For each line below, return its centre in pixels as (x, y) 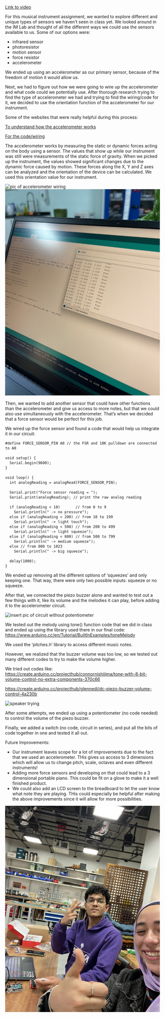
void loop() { (20, 478)
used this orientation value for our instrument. (51, 177)
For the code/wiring (25, 136)
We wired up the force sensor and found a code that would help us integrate (82, 428)
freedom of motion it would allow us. (42, 77)
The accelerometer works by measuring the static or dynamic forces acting (81, 146)
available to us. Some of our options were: (48, 32)
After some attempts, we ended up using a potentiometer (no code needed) (82, 713)
